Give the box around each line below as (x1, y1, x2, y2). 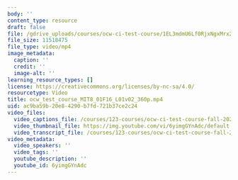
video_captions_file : (13, 116, 78, 123)
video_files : (7, 109, 46, 116)
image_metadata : (7, 50, 55, 57)
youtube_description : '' (13, 155, 87, 163)
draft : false (7, 23, 46, 30)
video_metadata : (7, 135, 55, 142)
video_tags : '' (13, 149, 59, 156)
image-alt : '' (13, 69, 55, 77)
